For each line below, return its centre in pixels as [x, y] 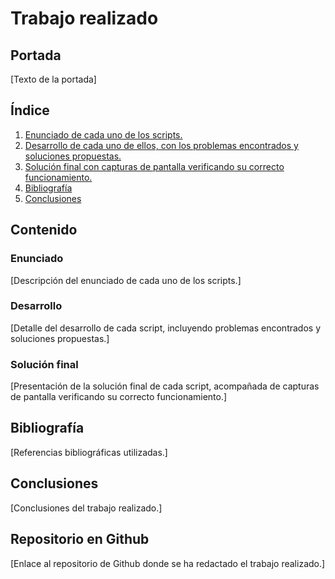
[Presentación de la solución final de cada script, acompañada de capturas [165, 386]
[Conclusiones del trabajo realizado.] [86, 508]
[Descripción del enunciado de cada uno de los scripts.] [126, 280]
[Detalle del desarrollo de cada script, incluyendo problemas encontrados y [166, 328]
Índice [30, 110]
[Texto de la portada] [53, 79]
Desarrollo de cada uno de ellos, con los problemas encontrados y [161, 145]
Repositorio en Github [80, 539]
